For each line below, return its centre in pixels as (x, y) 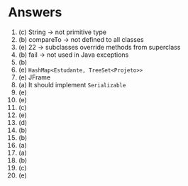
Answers (35, 12)
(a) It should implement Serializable (72, 84)
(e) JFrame (34, 77)
